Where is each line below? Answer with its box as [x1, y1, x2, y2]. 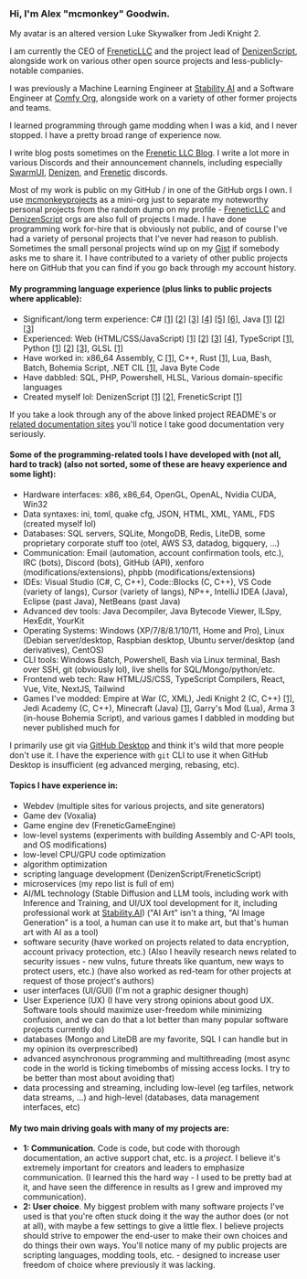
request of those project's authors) [22, 975, 154, 986]
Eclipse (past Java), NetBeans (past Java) [22, 595, 181, 606]
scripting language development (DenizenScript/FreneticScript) [22, 868, 262, 879]
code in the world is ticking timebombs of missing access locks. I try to [22, 1062, 291, 1073]
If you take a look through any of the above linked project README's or [9, 409, 277, 420]
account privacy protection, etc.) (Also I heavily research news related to [22, 945, 297, 957]
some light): [9, 469, 57, 480]
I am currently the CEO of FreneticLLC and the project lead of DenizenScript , [9, 46, 298, 57]
